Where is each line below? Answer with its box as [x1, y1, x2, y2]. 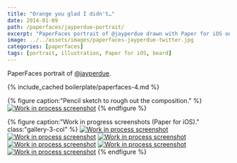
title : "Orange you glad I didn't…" [7, 10, 115, 18]
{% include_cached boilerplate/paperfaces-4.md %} [7, 83, 160, 91]
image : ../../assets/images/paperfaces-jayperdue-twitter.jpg [7, 37, 194, 44]
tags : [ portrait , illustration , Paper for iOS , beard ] [7, 50, 172, 57]
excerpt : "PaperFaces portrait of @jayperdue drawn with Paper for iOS [7, 30, 222, 37]
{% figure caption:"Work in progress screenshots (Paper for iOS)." [7, 117, 200, 126]
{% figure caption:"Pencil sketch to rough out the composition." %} [7, 96, 202, 104]
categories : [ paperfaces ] [7, 43, 83, 50]
